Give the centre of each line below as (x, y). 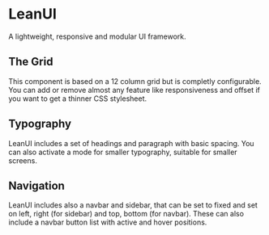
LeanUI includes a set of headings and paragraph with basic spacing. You (131, 143)
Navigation (36, 185)
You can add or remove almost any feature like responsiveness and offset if (134, 90)
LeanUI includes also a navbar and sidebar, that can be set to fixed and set (133, 205)
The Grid (31, 62)
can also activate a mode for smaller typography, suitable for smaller (123, 152)
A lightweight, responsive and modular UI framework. (97, 36)
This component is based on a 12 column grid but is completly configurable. (135, 81)
